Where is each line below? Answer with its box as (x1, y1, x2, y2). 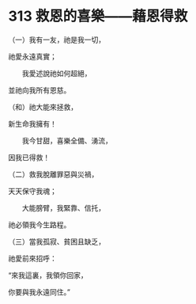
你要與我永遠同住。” (8, 287, 71, 297)
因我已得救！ (8, 152, 50, 162)
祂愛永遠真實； (8, 51, 57, 61)
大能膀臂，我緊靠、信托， (21, 203, 105, 212)
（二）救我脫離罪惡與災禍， (8, 169, 99, 179)
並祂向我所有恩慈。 (8, 85, 71, 95)
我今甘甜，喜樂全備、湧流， (21, 135, 112, 145)
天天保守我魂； (8, 186, 57, 196)
